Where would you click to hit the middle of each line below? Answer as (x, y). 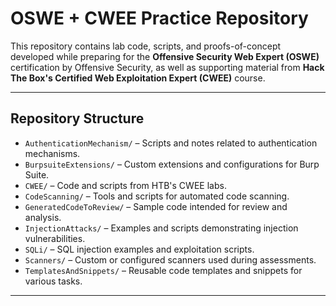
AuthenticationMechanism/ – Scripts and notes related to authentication (171, 143)
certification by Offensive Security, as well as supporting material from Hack (167, 67)
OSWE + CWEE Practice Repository (159, 18)
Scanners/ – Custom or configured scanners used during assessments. (170, 259)
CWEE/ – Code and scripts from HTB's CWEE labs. (125, 185)
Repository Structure (77, 118)
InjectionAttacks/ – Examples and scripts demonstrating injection (161, 228)
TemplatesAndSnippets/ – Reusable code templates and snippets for (163, 270)
